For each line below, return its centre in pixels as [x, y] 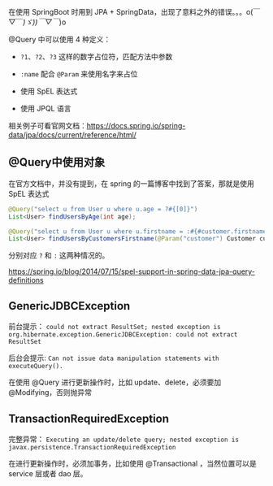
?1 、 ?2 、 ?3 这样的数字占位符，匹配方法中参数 [96, 56]
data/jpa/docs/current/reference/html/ [72, 135]
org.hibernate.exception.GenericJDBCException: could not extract [123, 335]
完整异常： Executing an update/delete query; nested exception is [124, 439]
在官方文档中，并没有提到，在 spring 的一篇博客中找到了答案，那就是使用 [131, 183]
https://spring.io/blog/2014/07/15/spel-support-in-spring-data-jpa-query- [132, 271]
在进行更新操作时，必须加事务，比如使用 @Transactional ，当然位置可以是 [133, 463]
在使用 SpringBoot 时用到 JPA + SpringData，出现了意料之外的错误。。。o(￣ [134, 12]
